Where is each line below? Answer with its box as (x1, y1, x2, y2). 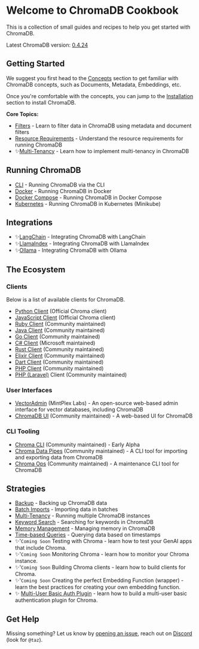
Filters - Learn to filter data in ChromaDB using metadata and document (14, 122, 192, 129)
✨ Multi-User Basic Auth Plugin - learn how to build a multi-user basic (14, 590, 187, 597)
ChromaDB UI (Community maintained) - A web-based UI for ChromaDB (14, 412, 193, 419)
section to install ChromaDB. (6, 99, 76, 106)
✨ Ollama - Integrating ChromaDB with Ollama (14, 246, 127, 254)
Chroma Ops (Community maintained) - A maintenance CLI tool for (14, 460, 179, 467)
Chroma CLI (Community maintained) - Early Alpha (14, 441, 140, 448)
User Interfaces (6, 386, 53, 394)
